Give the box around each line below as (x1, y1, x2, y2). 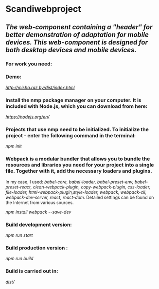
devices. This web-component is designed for (5, 38, 148, 46)
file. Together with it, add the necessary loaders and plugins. (5, 167, 152, 174)
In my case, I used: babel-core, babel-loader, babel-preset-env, (5, 179, 134, 185)
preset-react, (5, 184, 32, 190)
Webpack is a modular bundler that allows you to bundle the (5, 155, 150, 162)
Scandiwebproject (5, 3, 82, 15)
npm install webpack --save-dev (5, 209, 71, 215)
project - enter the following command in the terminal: (5, 132, 136, 139)
